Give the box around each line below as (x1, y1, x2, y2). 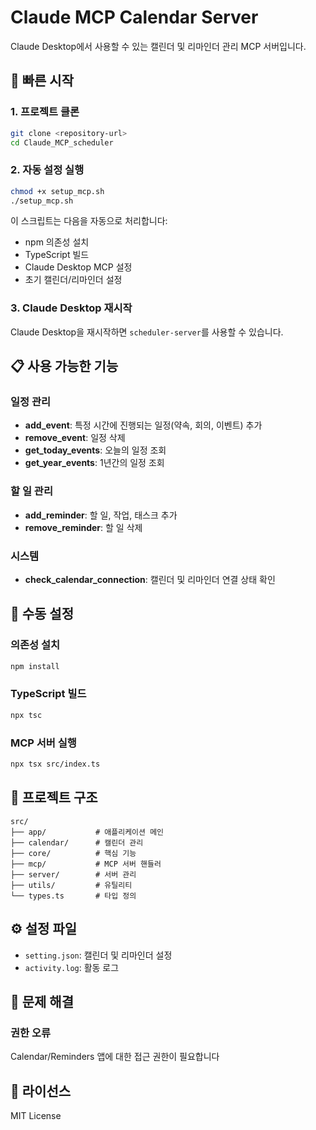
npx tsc (10, 710, 43, 720)
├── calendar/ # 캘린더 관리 (10, 837, 144, 848)
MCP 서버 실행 (10, 736, 77, 750)
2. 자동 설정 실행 (10, 163, 85, 177)
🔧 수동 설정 (10, 606, 75, 623)
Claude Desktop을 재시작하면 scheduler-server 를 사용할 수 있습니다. (10, 326, 284, 338)
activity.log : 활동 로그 (24, 961, 120, 973)
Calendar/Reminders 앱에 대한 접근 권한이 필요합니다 (10, 1051, 220, 1063)
